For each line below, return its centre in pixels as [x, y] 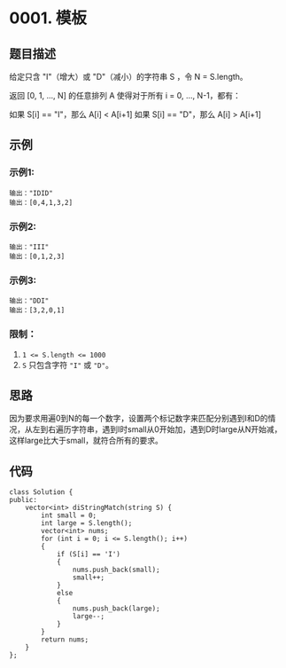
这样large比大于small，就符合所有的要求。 [86, 441]
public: [23, 500]
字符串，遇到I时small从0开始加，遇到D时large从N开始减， [176, 429]
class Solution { [41, 492]
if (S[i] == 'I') [89, 554]
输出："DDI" [29, 301]
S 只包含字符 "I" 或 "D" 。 [67, 365]
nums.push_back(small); [116, 570]
